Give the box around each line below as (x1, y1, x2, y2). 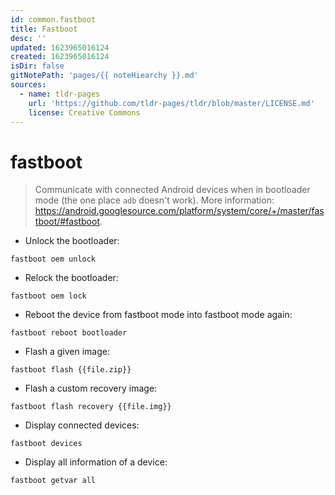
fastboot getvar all (10, 476, 97, 486)
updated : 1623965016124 (10, 42, 110, 53)
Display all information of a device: (24, 456, 168, 468)
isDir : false (10, 61, 65, 71)
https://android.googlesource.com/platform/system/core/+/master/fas (34, 205, 325, 217)
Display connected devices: (24, 419, 140, 431)
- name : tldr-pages (19, 89, 101, 99)
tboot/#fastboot (34, 216, 100, 228)
